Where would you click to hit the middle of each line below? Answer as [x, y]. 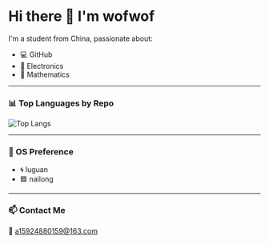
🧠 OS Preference [41, 152]
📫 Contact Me [37, 210]
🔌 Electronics [42, 66]
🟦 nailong [36, 178]
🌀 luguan [34, 169]
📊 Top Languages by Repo [61, 103]
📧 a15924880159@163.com [53, 230]
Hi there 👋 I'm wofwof [82, 16]
